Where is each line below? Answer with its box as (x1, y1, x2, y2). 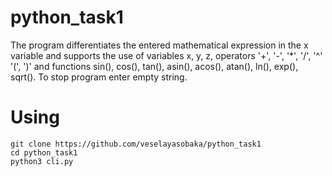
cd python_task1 (10, 147, 78, 158)
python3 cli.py (10, 156, 74, 166)
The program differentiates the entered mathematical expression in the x (10, 39, 309, 51)
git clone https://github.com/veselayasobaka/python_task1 (10, 139, 262, 149)
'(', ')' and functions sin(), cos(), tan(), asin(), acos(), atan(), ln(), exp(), (10, 60, 299, 72)
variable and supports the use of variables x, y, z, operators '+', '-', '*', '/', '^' (10, 49, 323, 61)
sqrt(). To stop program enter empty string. (10, 71, 188, 83)
